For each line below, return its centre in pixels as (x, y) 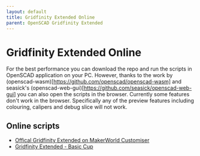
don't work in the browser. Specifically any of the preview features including (100, 101)
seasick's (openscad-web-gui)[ (45, 88)
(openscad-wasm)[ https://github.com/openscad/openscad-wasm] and (94, 82)
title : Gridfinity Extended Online (51, 17)
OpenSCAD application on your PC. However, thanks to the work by (90, 75)
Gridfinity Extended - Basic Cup (54, 146)
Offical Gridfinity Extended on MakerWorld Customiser (82, 140)
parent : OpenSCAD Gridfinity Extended (54, 23)
